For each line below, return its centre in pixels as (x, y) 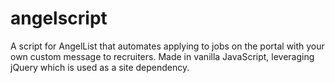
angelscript (59, 18)
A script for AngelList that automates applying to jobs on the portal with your (167, 46)
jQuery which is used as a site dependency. (100, 67)
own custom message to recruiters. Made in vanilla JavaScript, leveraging (162, 56)
